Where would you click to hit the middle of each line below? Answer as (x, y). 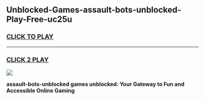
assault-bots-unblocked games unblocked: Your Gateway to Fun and (95, 84)
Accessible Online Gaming (41, 90)
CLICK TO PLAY (30, 37)
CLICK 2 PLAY (27, 59)
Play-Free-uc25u (39, 20)
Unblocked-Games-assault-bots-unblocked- (94, 10)
